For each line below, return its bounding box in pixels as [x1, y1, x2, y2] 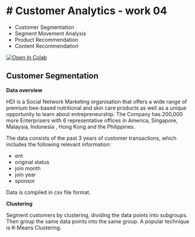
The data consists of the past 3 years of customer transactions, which [6, 134, 177, 141]
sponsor [14, 177, 35, 184]
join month [14, 164, 41, 172]
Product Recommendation [14, 36, 79, 43]
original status [14, 158, 50, 166]
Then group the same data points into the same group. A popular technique [6, 218, 190, 225]
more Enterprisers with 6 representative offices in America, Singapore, [6, 117, 178, 124]
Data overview [6, 87, 43, 94]
